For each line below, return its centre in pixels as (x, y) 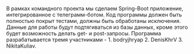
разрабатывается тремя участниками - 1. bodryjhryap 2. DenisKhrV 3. (95, 40)
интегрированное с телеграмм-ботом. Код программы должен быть (94, 15)
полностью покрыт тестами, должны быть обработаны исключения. (93, 21)
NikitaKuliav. (21, 46)
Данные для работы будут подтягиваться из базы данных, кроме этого (97, 27)
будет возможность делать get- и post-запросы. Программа (84, 33)
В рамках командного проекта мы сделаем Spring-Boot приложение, (95, 9)
